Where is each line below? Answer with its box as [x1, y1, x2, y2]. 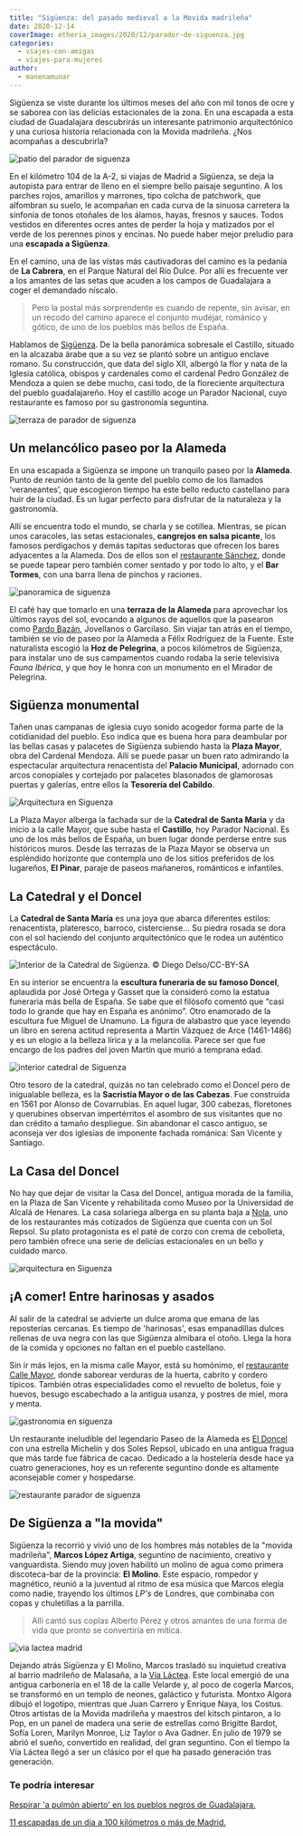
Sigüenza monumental [9, 697, 140, 712]
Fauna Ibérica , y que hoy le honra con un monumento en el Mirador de [9, 662, 273, 672]
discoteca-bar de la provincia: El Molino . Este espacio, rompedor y [9, 1569, 259, 1580]
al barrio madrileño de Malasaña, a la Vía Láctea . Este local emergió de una [9, 1669, 289, 1680]
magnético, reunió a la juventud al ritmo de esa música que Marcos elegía [9, 1578, 285, 1589]
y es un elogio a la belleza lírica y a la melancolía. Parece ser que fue [9, 1035, 266, 1046]
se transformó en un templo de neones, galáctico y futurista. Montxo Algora [9, 1688, 292, 1699]
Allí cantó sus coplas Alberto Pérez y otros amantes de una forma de [31, 1615, 288, 1626]
